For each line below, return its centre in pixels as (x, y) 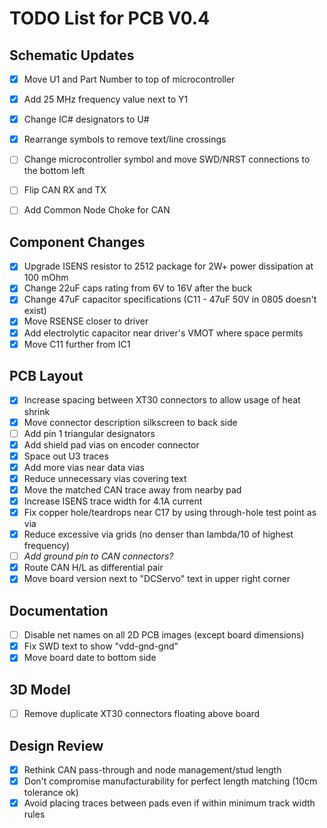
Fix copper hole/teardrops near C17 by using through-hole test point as (170, 512)
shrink (37, 411)
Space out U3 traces (66, 456)
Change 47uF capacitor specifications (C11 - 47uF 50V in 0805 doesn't (170, 299)
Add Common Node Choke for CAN (97, 210)
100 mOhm (46, 278)
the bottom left (54, 171)
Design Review (56, 745)
